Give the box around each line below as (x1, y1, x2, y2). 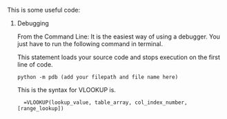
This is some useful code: (7, 6, 81, 14)
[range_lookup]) (17, 105, 64, 112)
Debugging (17, 19, 50, 27)
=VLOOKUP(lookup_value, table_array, (23, 99, 132, 106)
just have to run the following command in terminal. (17, 40, 164, 47)
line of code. (17, 61, 53, 68)
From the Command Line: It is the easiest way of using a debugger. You (17, 32, 221, 41)
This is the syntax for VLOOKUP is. (17, 86, 116, 94)
